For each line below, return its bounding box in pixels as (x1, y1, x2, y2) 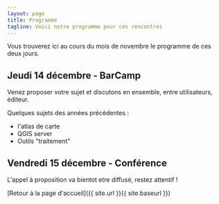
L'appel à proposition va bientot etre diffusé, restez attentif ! (7, 176, 178, 184)
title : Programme (7, 17, 58, 24)
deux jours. (7, 49, 40, 58)
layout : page (7, 10, 45, 17)
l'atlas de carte (17, 122, 60, 130)
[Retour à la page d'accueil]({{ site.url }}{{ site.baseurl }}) (7, 189, 171, 197)
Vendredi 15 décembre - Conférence (7, 157, 168, 169)
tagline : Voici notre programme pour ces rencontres (7, 23, 163, 30)
